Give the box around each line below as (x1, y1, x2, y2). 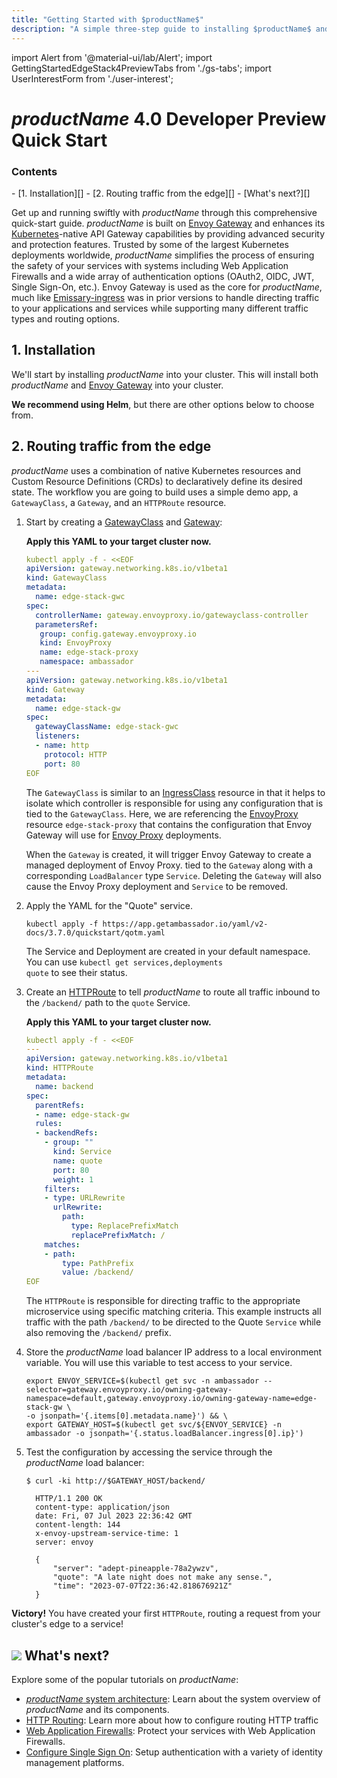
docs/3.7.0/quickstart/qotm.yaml (25, 927, 166, 938)
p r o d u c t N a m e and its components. (25, 1704, 170, 1716)
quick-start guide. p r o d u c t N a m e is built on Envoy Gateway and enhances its (11, 217, 326, 229)
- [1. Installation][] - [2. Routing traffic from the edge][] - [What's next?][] (11, 187, 311, 199)
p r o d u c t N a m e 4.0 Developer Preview (11, 107, 327, 130)
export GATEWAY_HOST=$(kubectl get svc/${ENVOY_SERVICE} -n (25, 1420, 282, 1430)
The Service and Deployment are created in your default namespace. (25, 945, 311, 957)
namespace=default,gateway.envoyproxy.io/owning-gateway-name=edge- (25, 1394, 318, 1404)
